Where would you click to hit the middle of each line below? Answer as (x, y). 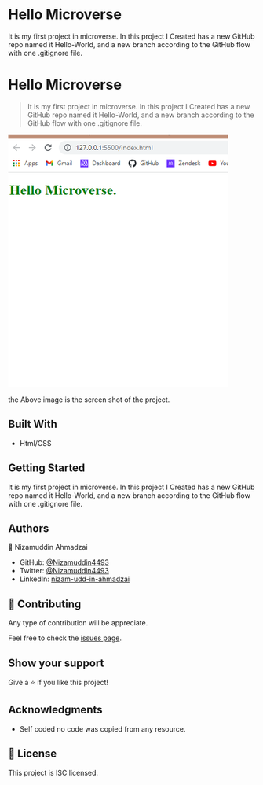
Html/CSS (35, 443)
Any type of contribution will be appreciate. (78, 623)
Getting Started (47, 468)
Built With (33, 424)
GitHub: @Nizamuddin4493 (64, 562)
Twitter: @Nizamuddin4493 (64, 571)
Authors (29, 528)
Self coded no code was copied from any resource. (102, 728)
